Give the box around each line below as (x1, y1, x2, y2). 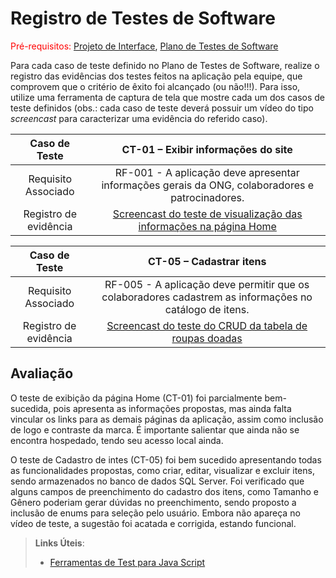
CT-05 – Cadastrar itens (147, 254, 267, 268)
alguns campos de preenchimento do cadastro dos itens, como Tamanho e (10, 485, 319, 497)
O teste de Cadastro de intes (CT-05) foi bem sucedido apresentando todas (10, 453, 322, 466)
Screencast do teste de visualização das (112, 207, 303, 221)
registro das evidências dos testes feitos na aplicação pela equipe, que (10, 70, 303, 82)
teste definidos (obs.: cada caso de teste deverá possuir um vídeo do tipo (10, 102, 314, 114)
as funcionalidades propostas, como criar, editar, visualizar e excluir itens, (10, 464, 315, 476)
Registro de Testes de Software (10, 7, 276, 30)
